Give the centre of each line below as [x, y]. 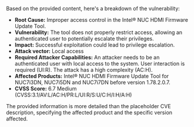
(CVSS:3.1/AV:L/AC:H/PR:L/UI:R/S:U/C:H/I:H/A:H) [73, 95]
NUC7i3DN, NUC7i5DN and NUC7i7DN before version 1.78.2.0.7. [92, 82]
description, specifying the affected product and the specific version [89, 112]
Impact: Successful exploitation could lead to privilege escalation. [95, 45]
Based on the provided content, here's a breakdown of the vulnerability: [93, 9]
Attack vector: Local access [49, 51]
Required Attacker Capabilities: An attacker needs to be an [87, 57]
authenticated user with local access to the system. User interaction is [100, 63]
